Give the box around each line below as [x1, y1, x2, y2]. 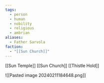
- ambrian [9, 30, 30, 35]
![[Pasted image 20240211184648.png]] [5, 72, 86, 78]
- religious [9, 26, 35, 31]
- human [9, 16, 26, 21]
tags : [5, 7, 16, 12]
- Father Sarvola [9, 40, 46, 45]
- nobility [9, 21, 32, 26]
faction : [5, 44, 23, 49]
